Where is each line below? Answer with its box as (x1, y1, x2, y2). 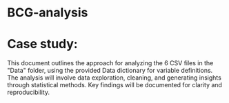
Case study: (7, 36, 78, 52)
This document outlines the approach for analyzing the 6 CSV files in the (7, 59, 214, 67)
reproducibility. (7, 88, 50, 97)
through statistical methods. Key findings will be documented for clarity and (7, 81, 223, 89)
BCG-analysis (7, 5, 88, 21)
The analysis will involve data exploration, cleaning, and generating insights (7, 73, 222, 82)
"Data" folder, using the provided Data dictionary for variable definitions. (7, 67, 213, 75)
